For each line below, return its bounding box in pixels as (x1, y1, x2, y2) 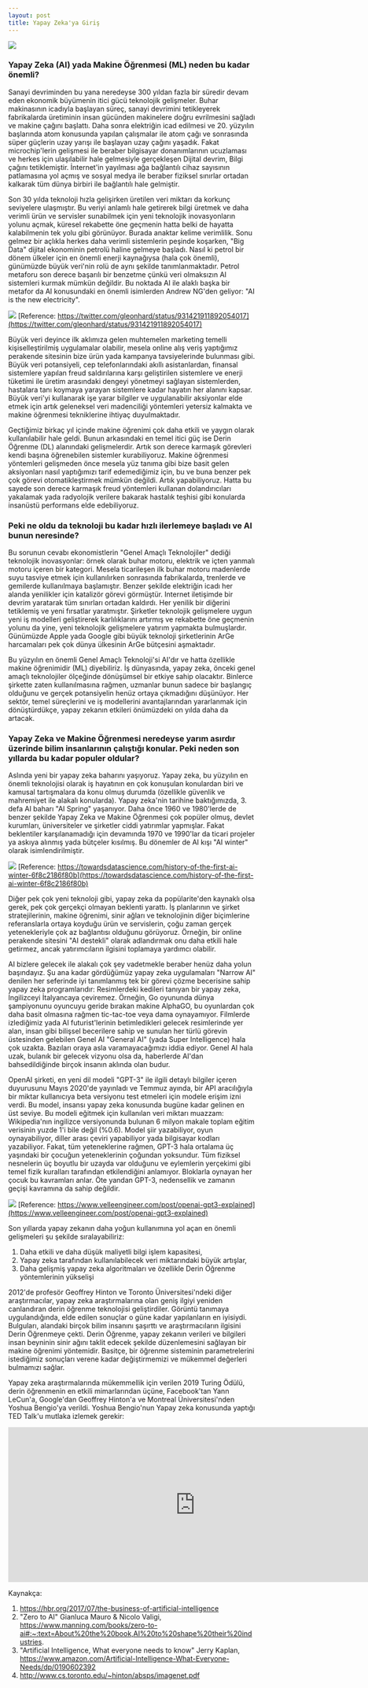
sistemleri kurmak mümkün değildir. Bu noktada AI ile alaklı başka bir (8, 278, 230, 287)
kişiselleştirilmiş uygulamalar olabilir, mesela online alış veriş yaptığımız (8, 343, 238, 353)
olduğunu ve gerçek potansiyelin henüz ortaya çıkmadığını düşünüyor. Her (8, 689, 249, 698)
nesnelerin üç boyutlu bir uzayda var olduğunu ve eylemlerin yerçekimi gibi (8, 1158, 252, 1169)
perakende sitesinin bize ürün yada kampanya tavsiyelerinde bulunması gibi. (8, 351, 256, 360)
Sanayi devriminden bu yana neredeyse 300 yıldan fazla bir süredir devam (8, 87, 249, 97)
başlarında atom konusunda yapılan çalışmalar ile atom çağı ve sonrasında (8, 129, 249, 139)
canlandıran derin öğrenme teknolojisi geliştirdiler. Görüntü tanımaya (8, 1304, 230, 1314)
